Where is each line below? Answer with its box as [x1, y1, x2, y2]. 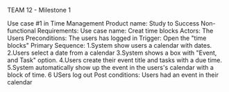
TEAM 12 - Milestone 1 [7, 6, 71, 14]
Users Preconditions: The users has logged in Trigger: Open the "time [7, 34, 207, 42]
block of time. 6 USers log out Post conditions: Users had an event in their [7, 71, 219, 79]
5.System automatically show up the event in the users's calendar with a [7, 64, 214, 71]
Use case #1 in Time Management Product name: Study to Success [7, 19, 200, 27]
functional [7, 27, 36, 35]
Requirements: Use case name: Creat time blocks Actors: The [37, 27, 214, 35]
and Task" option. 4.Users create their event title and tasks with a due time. [7, 56, 223, 64]
